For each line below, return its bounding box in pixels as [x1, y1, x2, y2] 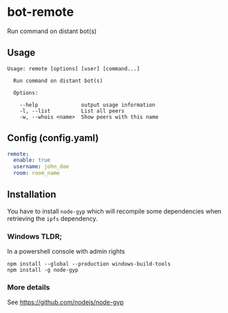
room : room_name [13, 170, 60, 176]
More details [7, 283, 50, 292]
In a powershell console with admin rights [7, 248, 125, 256]
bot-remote [7, 4, 74, 20]
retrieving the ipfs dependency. [7, 214, 98, 223]
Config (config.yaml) [7, 132, 99, 144]
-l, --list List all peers [19, 108, 125, 114]
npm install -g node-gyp [7, 267, 79, 274]
